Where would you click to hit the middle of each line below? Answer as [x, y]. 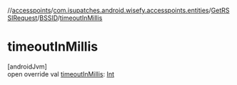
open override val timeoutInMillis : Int [61, 74]
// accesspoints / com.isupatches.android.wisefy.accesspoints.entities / [110, 10]
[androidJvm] [27, 66]
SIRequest [22, 18]
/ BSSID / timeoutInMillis [70, 18]
